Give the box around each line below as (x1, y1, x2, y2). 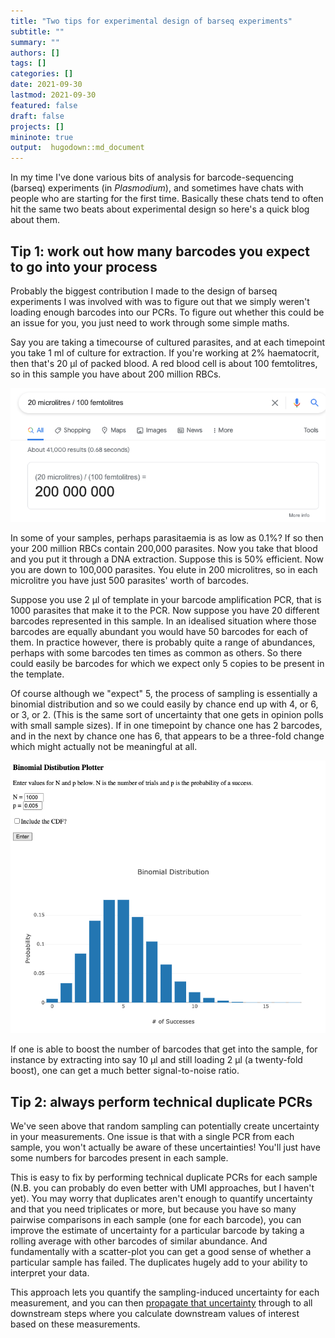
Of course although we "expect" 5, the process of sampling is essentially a (10, 688, 318, 700)
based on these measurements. (10, 1318, 141, 1330)
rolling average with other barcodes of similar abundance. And (10, 1235, 268, 1247)
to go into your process (10, 258, 158, 275)
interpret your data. (10, 1267, 90, 1279)
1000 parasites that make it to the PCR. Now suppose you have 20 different (10, 605, 320, 617)
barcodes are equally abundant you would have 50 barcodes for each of (10, 626, 308, 638)
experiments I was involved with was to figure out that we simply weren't (10, 295, 310, 307)
